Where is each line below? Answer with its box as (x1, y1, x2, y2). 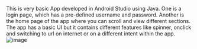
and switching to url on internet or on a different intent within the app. (6, 30, 176, 37)
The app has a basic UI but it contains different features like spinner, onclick (6, 24, 192, 31)
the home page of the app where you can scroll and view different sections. (6, 18, 190, 24)
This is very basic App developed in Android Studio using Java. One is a (6, 5, 182, 12)
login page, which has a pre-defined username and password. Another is (6, 11, 185, 18)
